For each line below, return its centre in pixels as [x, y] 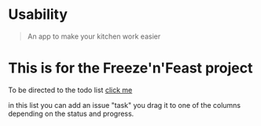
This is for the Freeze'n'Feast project [130, 68]
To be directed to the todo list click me [70, 90]
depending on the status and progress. [71, 113]
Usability [38, 15]
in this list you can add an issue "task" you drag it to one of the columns [125, 105]
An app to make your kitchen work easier [94, 36]
